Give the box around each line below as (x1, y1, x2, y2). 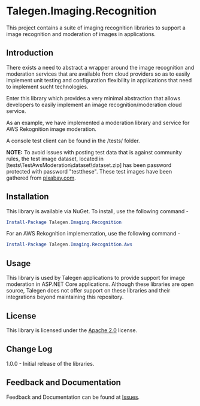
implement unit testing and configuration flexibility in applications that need (6, 76, 192, 83)
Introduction (6, 48, 54, 58)
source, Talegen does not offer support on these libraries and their (6, 287, 171, 294)
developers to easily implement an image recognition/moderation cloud (6, 101, 182, 108)
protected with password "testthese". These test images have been (6, 168, 172, 175)
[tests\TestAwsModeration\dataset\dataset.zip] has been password (6, 161, 172, 169)
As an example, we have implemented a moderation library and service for (6, 119, 190, 126)
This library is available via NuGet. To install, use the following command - (6, 207, 189, 214)
